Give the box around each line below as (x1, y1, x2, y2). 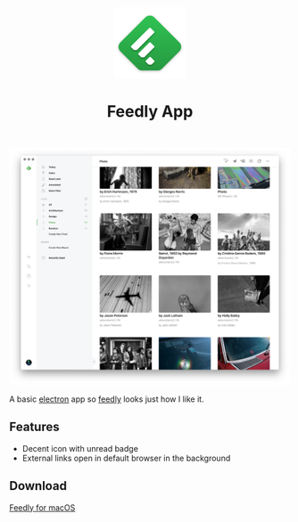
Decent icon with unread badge (21, 443, 138, 453)
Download (9, 478, 67, 493)
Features (9, 420, 60, 435)
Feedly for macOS (9, 502, 76, 513)
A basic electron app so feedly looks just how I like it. (9, 394, 204, 404)
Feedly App (106, 102, 194, 122)
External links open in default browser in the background (21, 453, 231, 463)
